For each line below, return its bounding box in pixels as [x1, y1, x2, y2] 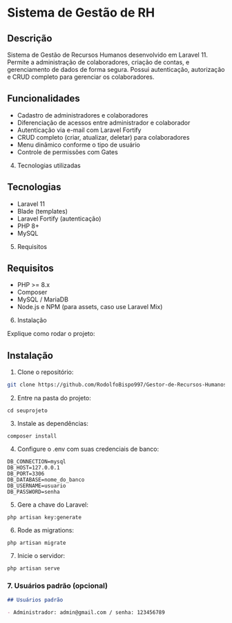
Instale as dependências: [17, 420, 88, 428]
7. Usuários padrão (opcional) [7, 581, 108, 591]
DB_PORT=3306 [7, 470, 45, 478]
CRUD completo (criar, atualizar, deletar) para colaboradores [17, 133, 190, 141]
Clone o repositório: [17, 368, 74, 376]
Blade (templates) [17, 207, 68, 215]
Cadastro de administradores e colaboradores [17, 111, 148, 119]
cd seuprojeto [7, 407, 48, 414]
